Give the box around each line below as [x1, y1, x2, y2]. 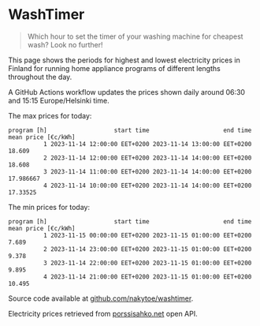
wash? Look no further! [27, 39, 104, 49]
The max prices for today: [8, 111, 92, 120]
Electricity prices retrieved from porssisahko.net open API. [8, 309, 199, 318]
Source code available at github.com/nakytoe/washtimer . [8, 294, 194, 303]
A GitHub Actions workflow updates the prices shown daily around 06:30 [8, 87, 246, 96]
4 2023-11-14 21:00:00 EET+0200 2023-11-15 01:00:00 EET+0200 [43, 272, 252, 281]
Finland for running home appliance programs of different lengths [8, 63, 221, 73]
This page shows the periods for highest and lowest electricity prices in [8, 55, 240, 65]
